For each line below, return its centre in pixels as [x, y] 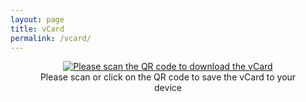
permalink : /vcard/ [51, 38]
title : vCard [37, 29]
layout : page [37, 19]
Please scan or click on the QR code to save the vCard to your [168, 77]
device [168, 88]
